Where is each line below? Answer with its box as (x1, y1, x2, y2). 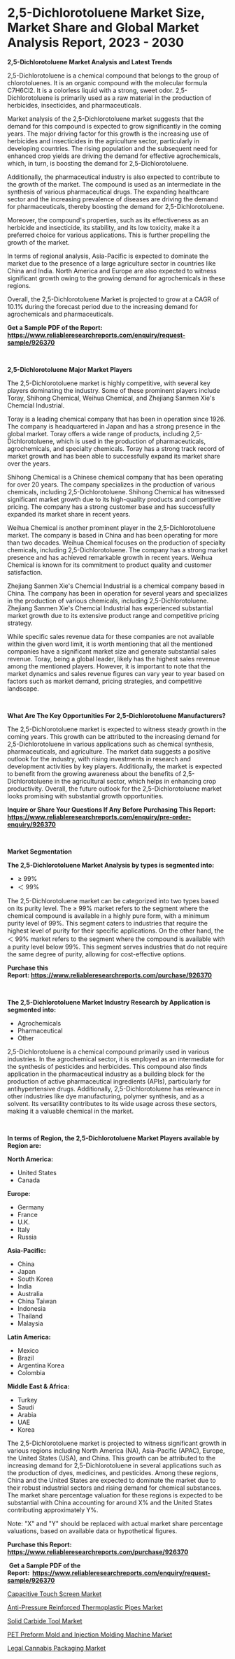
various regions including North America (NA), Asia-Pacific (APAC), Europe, (7, 1446, 225, 1455)
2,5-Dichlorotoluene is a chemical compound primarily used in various (7, 1047, 210, 1056)
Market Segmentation (7, 847, 72, 856)
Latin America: (7, 1333, 51, 1341)
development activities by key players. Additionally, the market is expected (7, 762, 222, 770)
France (17, 1210, 38, 1219)
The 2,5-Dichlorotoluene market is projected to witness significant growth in (7, 1439, 227, 1447)
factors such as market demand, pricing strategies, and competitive (7, 677, 203, 685)
